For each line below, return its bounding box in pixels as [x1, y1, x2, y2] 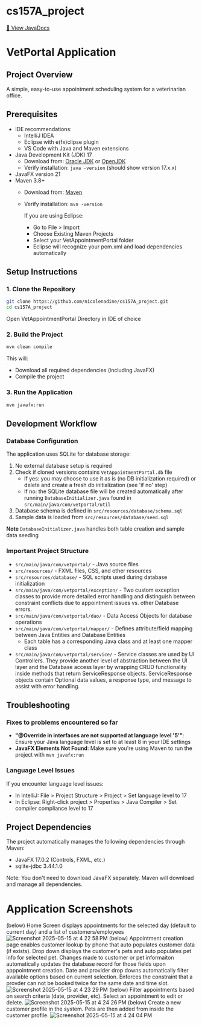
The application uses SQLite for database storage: [6, 450, 131, 458]
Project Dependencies [6, 822, 92, 832]
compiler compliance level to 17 [14, 804, 93, 812]
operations [14, 618, 42, 626]
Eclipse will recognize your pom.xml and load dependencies [33, 243, 183, 250]
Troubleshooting [6, 700, 71, 710]
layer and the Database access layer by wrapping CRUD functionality [14, 663, 187, 670]
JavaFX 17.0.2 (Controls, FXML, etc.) [14, 856, 106, 864]
